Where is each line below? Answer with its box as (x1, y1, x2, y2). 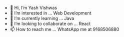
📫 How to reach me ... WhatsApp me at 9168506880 (9, 26, 119, 32)
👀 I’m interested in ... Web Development (9, 10, 91, 16)
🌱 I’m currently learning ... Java (9, 15, 74, 21)
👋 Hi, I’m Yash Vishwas (9, 5, 57, 10)
